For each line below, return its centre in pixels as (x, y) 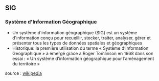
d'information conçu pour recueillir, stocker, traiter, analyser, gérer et (81, 38)
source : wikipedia (23, 73)
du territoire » (26, 63)
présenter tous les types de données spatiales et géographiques (77, 43)
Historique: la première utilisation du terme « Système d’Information (80, 48)
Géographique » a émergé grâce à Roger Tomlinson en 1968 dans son (83, 53)
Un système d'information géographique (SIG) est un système (75, 32)
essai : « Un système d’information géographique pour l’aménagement (83, 59)
